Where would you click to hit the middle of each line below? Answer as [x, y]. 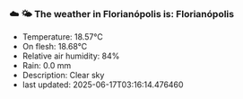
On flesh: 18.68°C [55, 47]
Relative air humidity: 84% [71, 56]
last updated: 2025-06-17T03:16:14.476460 [103, 85]
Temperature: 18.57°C [62, 37]
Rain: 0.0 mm [47, 66]
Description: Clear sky [63, 76]
